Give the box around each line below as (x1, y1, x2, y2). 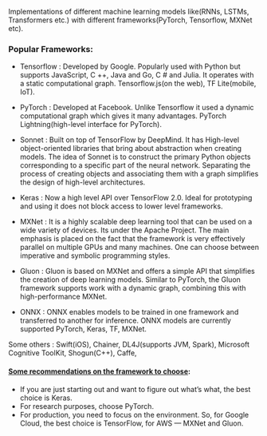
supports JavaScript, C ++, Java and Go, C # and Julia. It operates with (19, 70, 254, 80)
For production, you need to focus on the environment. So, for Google (19, 410, 249, 419)
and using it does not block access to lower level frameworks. (19, 201, 223, 211)
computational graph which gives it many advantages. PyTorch (19, 111, 227, 121)
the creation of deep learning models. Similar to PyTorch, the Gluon (19, 275, 241, 284)
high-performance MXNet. (19, 291, 108, 302)
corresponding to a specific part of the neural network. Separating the (19, 161, 251, 170)
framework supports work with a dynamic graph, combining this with (19, 283, 246, 293)
